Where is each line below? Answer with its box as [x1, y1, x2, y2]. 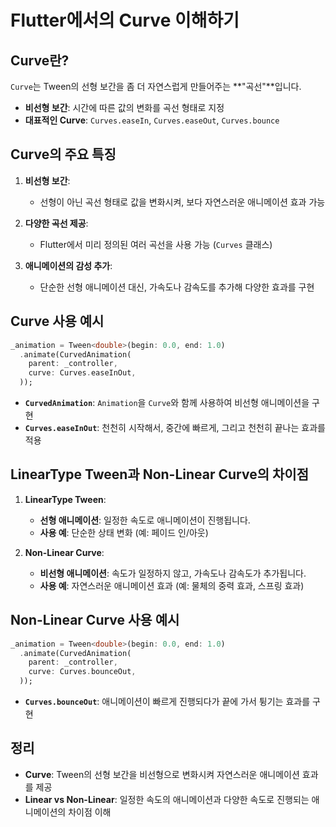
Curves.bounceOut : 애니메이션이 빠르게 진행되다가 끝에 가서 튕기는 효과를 [24, 696, 311, 707]
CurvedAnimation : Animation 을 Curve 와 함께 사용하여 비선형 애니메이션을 [24, 397, 310, 408]
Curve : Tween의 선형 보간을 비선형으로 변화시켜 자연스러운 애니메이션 [24, 768, 300, 780]
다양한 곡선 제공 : [24, 217, 89, 229]
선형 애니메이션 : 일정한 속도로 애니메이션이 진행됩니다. [39, 514, 251, 526]
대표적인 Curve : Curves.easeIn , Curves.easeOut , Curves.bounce [24, 114, 280, 126]
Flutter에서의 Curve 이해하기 [10, 9, 240, 32]
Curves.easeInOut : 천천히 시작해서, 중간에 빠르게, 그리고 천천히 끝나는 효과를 [24, 422, 326, 433]
